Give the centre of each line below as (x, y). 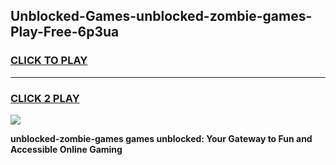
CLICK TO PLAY (49, 61)
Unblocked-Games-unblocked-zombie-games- (161, 16)
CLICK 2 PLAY (45, 98)
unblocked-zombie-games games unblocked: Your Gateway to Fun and (161, 138)
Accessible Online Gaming (66, 149)
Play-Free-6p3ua (65, 32)
